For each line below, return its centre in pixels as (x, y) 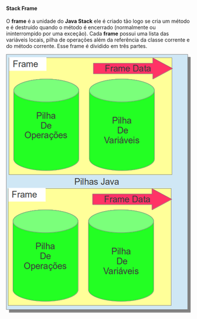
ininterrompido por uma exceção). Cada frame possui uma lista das (88, 34)
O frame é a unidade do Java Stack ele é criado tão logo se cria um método (98, 21)
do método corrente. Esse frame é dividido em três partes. (77, 46)
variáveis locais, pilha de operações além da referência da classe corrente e (98, 40)
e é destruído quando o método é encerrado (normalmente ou (81, 28)
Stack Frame (22, 8)
